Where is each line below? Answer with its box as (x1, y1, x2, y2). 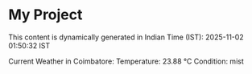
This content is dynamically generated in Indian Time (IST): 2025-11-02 (8, 32, 244, 42)
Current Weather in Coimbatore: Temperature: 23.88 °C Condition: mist (8, 56, 244, 66)
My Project (8, 6, 83, 24)
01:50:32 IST (8, 40, 51, 50)
